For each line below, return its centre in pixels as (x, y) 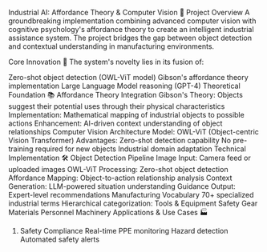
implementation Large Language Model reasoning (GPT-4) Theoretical (124, 86)
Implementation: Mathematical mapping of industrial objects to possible (126, 115)
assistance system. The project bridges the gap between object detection (130, 38)
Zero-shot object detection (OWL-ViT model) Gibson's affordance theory (128, 77)
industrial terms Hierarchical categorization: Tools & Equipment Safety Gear (133, 203)
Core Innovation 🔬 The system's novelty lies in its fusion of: (106, 62)
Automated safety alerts (60, 239)
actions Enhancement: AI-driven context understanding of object (115, 123)
